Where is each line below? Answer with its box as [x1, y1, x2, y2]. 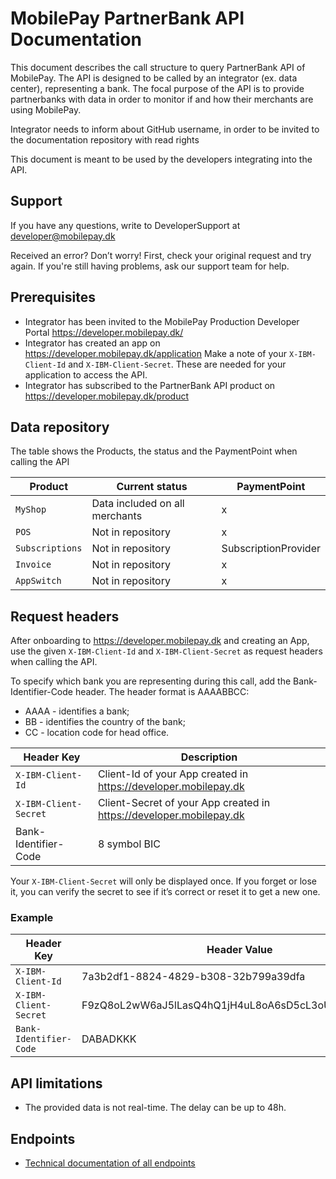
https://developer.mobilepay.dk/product [24, 390, 190, 402]
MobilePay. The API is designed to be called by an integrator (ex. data [10, 72, 298, 84]
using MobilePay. [10, 103, 82, 116]
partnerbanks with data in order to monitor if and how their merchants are [10, 93, 314, 105]
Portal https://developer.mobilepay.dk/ [24, 326, 184, 338]
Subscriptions [15, 543, 83, 554]
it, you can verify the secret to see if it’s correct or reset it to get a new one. [10, 886, 321, 898]
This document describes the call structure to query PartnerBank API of [10, 61, 306, 73]
